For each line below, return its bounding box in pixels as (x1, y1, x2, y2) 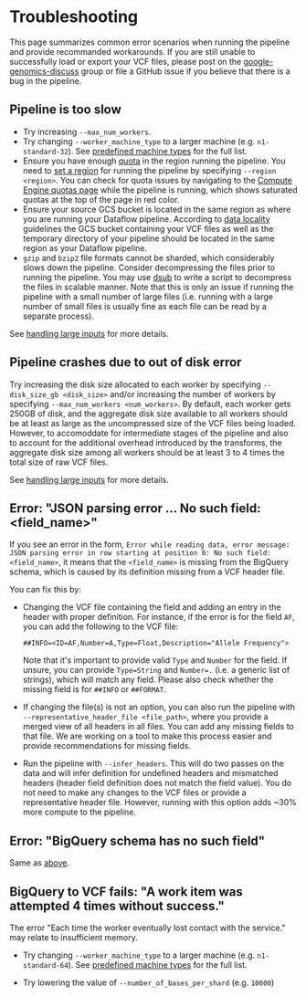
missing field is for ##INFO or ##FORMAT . (22, 684, 166, 695)
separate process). (22, 310, 94, 321)
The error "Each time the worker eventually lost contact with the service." (9, 922, 286, 933)
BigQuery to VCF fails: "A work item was (9, 884, 244, 899)
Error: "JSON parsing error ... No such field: (9, 500, 261, 516)
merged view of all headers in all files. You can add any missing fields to (22, 721, 295, 732)
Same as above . (9, 857, 70, 868)
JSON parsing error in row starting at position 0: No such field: (9, 549, 272, 558)
